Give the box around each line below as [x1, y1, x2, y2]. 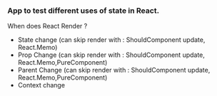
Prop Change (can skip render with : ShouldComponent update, [17, 50, 206, 59]
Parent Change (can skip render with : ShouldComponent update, [17, 66, 211, 75]
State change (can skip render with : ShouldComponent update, [17, 36, 206, 44]
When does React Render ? [7, 22, 88, 31]
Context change [17, 81, 66, 90]
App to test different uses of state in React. [7, 6, 159, 16]
